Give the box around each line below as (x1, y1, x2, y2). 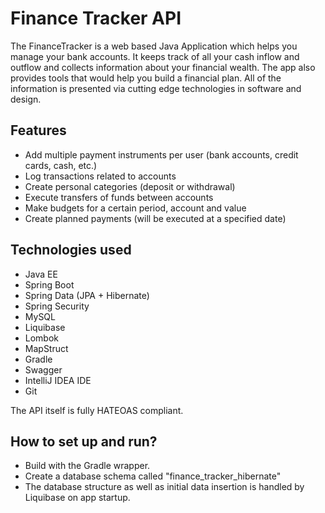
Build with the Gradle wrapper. (24, 460, 151, 472)
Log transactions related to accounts (24, 170, 177, 182)
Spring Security (24, 300, 90, 312)
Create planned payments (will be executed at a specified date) (24, 212, 287, 224)
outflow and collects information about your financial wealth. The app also (10, 61, 316, 73)
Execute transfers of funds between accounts (24, 191, 214, 203)
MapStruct (24, 342, 69, 354)
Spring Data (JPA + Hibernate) (24, 289, 150, 301)
